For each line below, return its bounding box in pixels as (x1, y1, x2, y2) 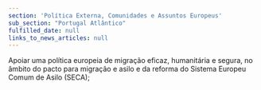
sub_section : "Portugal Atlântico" (8, 19, 127, 27)
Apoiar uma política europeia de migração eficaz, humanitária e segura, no (8, 56, 253, 65)
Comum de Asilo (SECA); (8, 72, 90, 82)
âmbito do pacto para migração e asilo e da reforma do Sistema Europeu (8, 65, 247, 74)
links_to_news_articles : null (8, 33, 109, 42)
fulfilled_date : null (8, 26, 80, 34)
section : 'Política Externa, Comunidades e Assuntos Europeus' (8, 11, 223, 20)
